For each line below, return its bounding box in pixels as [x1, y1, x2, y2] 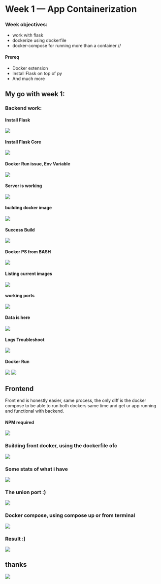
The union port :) [5, 489, 46, 496]
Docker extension [12, 65, 48, 71]
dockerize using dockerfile [12, 38, 66, 43]
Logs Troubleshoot [5, 337, 45, 343]
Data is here [5, 314, 31, 320]
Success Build [5, 227, 35, 233]
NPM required [5, 419, 34, 425]
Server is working [5, 183, 42, 189]
